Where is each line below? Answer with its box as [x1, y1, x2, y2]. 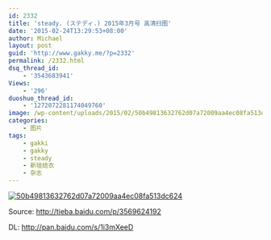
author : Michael [8, 34, 63, 43]
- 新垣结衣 [23, 162, 55, 170]
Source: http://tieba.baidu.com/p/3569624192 [8, 207, 161, 216]
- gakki [23, 139, 48, 147]
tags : [8, 131, 27, 139]
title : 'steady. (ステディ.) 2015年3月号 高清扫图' [8, 19, 172, 27]
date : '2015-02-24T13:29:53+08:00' [8, 27, 128, 35]
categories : [8, 117, 48, 125]
